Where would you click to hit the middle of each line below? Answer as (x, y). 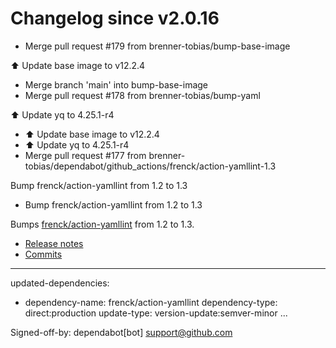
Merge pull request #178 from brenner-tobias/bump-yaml (142, 95)
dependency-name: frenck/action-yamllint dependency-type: (151, 302)
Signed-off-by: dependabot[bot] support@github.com (121, 332)
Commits (43, 254)
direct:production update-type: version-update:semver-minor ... (156, 313)
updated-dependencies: (60, 283)
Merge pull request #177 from (85, 155)
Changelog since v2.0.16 (115, 18)
